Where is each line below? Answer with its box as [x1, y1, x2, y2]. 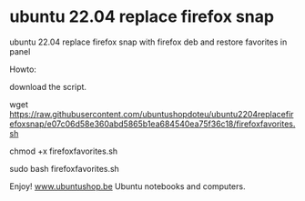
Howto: [9, 64, 36, 75]
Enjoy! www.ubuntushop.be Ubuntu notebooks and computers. [9, 180, 246, 192]
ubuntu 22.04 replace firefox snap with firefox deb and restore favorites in [9, 36, 288, 47]
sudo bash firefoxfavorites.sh [9, 163, 120, 174]
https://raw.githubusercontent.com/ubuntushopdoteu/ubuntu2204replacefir [9, 108, 294, 119]
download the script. [9, 81, 87, 92]
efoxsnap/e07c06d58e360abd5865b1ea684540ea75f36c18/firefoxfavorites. [9, 118, 296, 129]
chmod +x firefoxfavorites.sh [9, 146, 118, 156]
